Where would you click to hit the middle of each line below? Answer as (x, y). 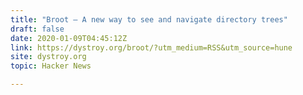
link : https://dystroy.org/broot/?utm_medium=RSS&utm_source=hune (151, 47)
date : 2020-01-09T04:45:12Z (69, 38)
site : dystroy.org (48, 57)
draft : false (37, 29)
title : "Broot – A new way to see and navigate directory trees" (149, 19)
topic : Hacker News (51, 66)
